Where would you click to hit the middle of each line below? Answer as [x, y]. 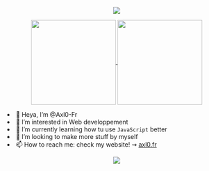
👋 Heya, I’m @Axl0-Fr [47, 114]
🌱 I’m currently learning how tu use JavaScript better [92, 129]
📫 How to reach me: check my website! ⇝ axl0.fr [87, 145]
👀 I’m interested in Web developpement [72, 122]
